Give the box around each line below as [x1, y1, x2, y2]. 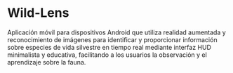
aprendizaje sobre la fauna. [7, 58, 86, 66]
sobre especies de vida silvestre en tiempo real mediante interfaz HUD [7, 43, 212, 51]
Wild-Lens [7, 5, 69, 21]
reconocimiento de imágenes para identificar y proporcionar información [7, 35, 218, 44]
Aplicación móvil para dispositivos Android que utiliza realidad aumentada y [7, 28, 226, 36]
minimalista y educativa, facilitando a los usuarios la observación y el [7, 51, 207, 59]
